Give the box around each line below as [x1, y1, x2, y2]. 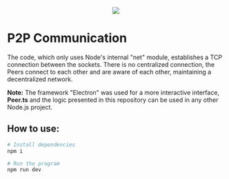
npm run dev [7, 167, 41, 173]
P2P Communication [7, 30, 128, 46]
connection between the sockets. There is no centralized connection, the [7, 60, 215, 68]
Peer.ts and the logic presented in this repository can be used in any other [7, 96, 219, 104]
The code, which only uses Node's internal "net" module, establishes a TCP [7, 53, 223, 61]
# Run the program [7, 160, 60, 167]
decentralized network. [7, 75, 73, 83]
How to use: [7, 123, 60, 135]
